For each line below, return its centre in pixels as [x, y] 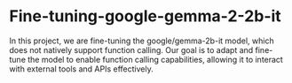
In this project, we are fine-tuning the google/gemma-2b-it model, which [142, 41]
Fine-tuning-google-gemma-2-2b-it [145, 16]
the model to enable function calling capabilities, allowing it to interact [156, 59]
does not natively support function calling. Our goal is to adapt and [131, 49]
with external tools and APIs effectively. [81, 69]
